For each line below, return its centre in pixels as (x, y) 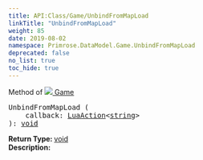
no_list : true (32, 61)
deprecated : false (39, 53)
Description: (29, 147)
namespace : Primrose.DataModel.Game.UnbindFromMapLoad (102, 46)
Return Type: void (39, 138)
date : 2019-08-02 (37, 38)
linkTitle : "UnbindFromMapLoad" (62, 23)
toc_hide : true (34, 68)
